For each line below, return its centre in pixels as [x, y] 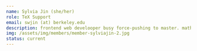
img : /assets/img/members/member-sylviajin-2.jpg [68, 33]
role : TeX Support [28, 17]
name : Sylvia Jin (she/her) [40, 11]
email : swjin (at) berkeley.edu [45, 22]
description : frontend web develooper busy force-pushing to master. [93, 28]
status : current [26, 39]
